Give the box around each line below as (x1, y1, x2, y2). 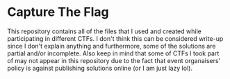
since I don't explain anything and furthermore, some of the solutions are (7, 42, 216, 50)
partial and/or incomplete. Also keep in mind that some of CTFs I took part (7, 49, 220, 58)
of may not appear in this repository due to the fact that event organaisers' (7, 56, 221, 64)
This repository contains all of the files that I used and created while (7, 27, 202, 35)
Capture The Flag (7, 4, 109, 20)
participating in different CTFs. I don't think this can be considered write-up (7, 34, 224, 42)
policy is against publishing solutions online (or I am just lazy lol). (7, 64, 193, 72)
